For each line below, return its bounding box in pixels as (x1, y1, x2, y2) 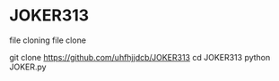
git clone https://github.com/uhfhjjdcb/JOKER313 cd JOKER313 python (9, 52, 271, 62)
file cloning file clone (9, 35, 87, 45)
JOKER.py (9, 61, 47, 72)
